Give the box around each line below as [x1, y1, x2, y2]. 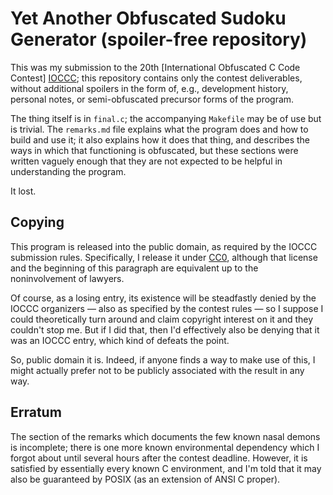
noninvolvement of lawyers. [10, 272, 125, 284]
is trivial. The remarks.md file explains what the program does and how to [10, 123, 309, 135]
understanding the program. [10, 165, 127, 177]
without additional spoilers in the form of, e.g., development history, [10, 82, 289, 94]
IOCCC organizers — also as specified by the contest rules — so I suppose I [10, 302, 324, 314]
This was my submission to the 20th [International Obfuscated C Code [10, 61, 301, 73]
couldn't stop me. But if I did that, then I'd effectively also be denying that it [10, 323, 320, 336]
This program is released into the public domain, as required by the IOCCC [10, 240, 318, 252]
